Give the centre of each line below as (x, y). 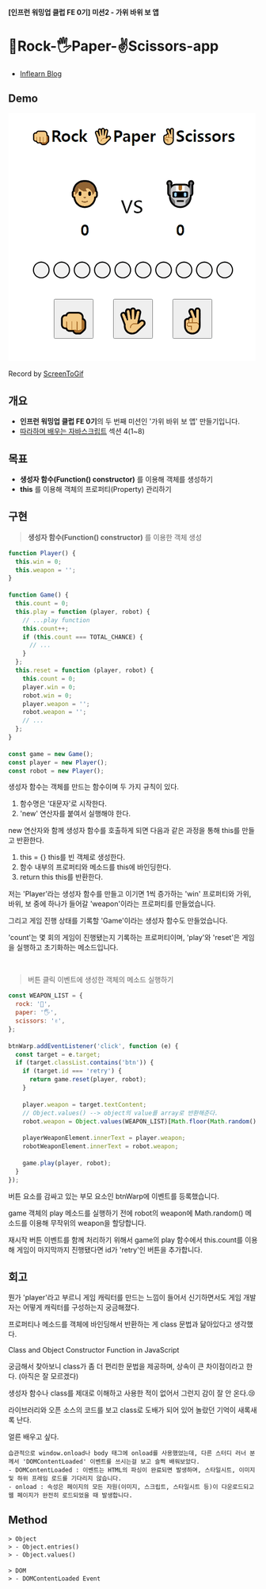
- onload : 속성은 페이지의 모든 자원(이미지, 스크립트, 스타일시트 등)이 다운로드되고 (131, 1487)
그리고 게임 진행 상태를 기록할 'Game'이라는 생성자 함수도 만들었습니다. (118, 921)
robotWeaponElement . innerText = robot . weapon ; (101, 1146)
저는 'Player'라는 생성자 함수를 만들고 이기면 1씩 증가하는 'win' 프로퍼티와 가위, (130, 894)
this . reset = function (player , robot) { (85, 670)
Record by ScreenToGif (46, 374)
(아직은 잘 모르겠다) (49, 1376)
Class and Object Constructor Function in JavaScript (94, 1350)
